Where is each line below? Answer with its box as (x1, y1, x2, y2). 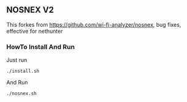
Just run (6, 56, 28, 64)
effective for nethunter (6, 27, 63, 35)
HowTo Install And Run (6, 42, 75, 51)
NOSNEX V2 (6, 5, 54, 15)
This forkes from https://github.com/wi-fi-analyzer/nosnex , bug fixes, (6, 21, 182, 28)
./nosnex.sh (6, 90, 37, 97)
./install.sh (6, 68, 40, 75)
